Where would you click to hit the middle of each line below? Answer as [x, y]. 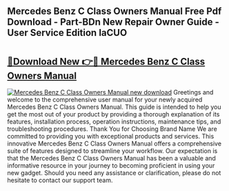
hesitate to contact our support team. [60, 180]
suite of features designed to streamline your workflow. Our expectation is [112, 151]
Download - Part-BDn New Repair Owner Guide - [113, 22]
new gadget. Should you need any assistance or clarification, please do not [114, 173]
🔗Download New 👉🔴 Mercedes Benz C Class [106, 61]
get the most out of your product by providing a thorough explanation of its [113, 114]
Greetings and [193, 92]
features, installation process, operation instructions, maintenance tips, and [114, 121]
